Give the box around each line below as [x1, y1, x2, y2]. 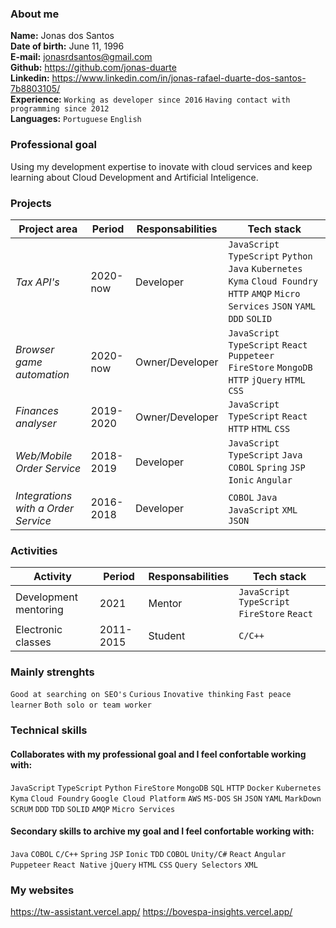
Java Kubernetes [228, 263, 303, 274]
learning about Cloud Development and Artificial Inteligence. [10, 171, 259, 183]
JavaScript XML [228, 504, 298, 516]
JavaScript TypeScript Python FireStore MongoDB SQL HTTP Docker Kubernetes [10, 783, 322, 793]
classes [15, 635, 52, 649]
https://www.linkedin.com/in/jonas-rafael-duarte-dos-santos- [51, 72, 307, 84]
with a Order [15, 501, 75, 515]
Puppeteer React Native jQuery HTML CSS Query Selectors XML [10, 860, 258, 870]
